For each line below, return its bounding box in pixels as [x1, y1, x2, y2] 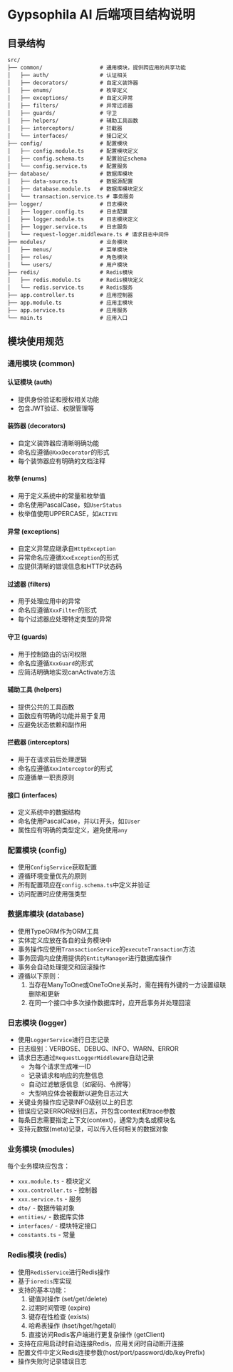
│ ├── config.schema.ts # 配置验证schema [7, 155, 147, 162]
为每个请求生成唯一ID [28, 1062, 91, 1071]
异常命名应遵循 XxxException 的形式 [17, 553, 119, 562]
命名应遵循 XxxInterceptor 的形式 [17, 764, 113, 772]
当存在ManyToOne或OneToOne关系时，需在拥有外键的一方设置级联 [28, 980, 227, 989]
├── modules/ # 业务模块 [7, 238, 128, 246]
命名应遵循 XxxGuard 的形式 [17, 658, 94, 667]
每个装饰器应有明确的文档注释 [17, 456, 105, 465]
